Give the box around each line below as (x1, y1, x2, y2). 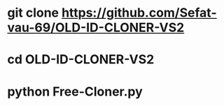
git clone (7, 5, 59, 21)
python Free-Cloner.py (7, 84, 143, 99)
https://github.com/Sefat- (62, 5, 217, 21)
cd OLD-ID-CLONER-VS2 (7, 52, 155, 68)
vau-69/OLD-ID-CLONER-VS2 (7, 20, 185, 36)
